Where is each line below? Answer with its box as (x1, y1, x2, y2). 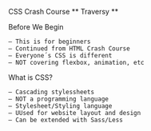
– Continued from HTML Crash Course (8, 45, 130, 53)
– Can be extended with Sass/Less (8, 116, 124, 124)
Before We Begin (8, 22, 64, 31)
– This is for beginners (8, 38, 91, 46)
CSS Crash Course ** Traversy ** (8, 7, 119, 16)
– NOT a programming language (8, 95, 109, 103)
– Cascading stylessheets (8, 88, 94, 96)
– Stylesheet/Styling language (8, 102, 113, 110)
